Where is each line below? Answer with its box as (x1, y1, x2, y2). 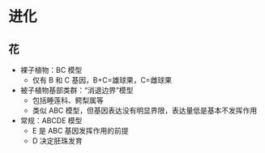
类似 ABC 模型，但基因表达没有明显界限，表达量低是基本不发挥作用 (32, 106, 258, 115)
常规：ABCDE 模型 (19, 116, 83, 125)
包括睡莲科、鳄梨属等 (32, 96, 104, 105)
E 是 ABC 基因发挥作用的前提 (32, 126, 129, 135)
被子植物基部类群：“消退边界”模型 (19, 86, 134, 95)
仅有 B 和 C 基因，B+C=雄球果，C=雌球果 (32, 75, 173, 85)
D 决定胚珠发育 (32, 136, 83, 146)
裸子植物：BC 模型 (19, 66, 83, 74)
